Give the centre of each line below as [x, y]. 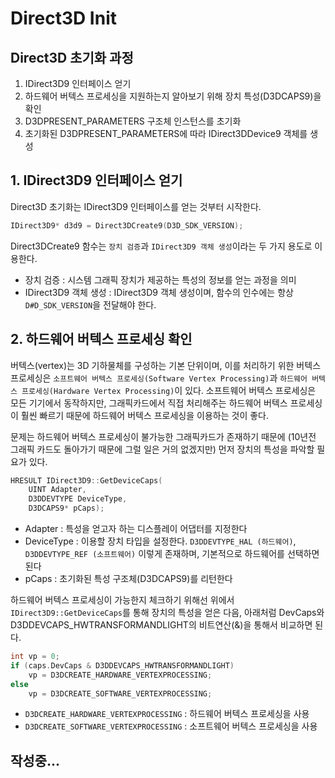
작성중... [35, 760]
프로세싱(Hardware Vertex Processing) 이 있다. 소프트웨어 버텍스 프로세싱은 [169, 390]
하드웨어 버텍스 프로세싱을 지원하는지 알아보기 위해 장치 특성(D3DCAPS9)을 [173, 96]
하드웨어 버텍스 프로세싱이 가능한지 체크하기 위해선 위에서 [122, 600]
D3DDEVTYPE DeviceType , [78, 499]
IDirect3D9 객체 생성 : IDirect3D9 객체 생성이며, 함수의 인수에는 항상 [159, 292]
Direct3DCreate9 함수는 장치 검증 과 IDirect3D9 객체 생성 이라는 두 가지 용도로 [161, 246]
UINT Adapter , [57, 490]
